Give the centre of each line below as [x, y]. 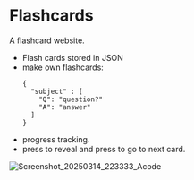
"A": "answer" [65, 107]
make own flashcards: [63, 67]
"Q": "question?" [71, 99]
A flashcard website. [47, 40]
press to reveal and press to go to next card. [104, 149]
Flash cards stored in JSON [72, 57]
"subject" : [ [57, 91]
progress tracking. [56, 139]
